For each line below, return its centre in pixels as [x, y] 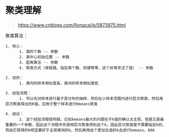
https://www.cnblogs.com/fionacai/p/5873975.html [72, 25]
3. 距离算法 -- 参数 [38, 62]
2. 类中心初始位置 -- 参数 [44, 57]
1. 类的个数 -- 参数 [38, 52]
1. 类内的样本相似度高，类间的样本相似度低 [59, 83]
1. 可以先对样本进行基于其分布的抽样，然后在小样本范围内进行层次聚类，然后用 [91, 98]
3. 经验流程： [18, 93]
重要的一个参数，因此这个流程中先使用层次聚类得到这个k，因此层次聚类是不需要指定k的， [86, 125]
